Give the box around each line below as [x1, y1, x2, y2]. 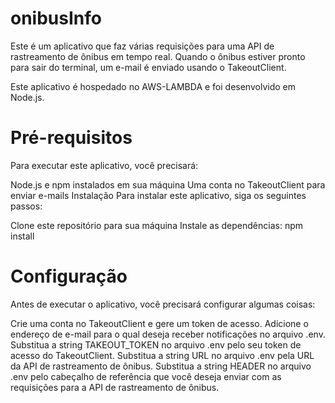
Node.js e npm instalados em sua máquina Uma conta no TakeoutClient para [10, 178, 326, 191]
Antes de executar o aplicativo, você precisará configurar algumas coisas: [10, 298, 316, 310]
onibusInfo [10, 7, 102, 30]
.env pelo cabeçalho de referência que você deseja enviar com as [10, 370, 282, 382]
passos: [10, 200, 43, 212]
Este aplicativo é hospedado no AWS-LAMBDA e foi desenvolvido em [10, 80, 296, 92]
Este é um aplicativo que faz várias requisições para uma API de [10, 40, 275, 52]
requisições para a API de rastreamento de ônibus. [10, 381, 220, 393]
